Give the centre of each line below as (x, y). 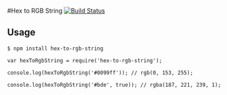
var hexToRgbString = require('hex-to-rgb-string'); (85, 60)
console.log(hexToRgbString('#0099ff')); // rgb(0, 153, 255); (100, 73)
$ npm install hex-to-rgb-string (55, 49)
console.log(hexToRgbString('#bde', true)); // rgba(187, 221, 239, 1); (114, 85)
